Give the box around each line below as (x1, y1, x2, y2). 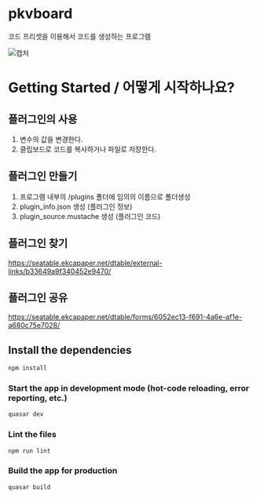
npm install (8, 364, 47, 373)
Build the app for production (8, 465, 118, 476)
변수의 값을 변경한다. (19, 134, 83, 144)
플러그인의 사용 (8, 112, 78, 126)
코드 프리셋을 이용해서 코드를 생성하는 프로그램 (8, 31, 152, 41)
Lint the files (8, 429, 57, 440)
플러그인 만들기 (8, 169, 78, 183)
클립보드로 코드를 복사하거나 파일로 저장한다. (19, 144, 157, 154)
